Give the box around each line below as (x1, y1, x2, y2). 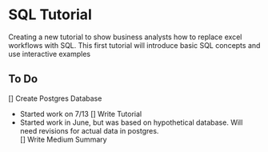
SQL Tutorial (8, 6, 92, 24)
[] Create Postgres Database (8, 94, 102, 103)
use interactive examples (8, 49, 90, 58)
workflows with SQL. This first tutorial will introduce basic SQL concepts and (8, 40, 261, 50)
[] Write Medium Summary (19, 134, 107, 144)
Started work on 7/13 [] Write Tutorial (19, 109, 142, 118)
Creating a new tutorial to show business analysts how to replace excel (8, 32, 242, 42)
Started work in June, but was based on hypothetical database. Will (19, 118, 243, 127)
